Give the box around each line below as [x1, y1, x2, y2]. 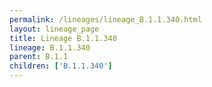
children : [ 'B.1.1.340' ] [9, 61, 113, 71]
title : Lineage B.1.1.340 [9, 33, 117, 43]
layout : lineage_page [9, 24, 100, 34]
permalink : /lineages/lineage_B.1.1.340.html [9, 14, 202, 25]
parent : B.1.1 [9, 52, 69, 62]
